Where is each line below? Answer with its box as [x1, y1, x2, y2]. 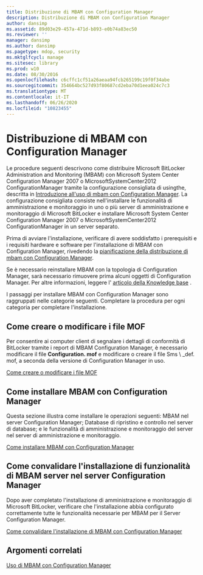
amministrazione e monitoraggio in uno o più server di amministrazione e [6, 204, 189, 211]
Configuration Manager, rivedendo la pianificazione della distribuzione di [6, 248, 188, 255]
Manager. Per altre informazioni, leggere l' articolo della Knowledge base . [6, 279, 192, 287]
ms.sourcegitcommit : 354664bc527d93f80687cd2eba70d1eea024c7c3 [6, 83, 170, 89]
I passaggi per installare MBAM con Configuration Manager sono [6, 291, 169, 298]
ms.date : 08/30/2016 [6, 71, 59, 77]
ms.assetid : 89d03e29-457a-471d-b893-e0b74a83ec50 [6, 26, 137, 32]
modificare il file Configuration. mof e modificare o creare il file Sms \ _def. [6, 351, 195, 358]
